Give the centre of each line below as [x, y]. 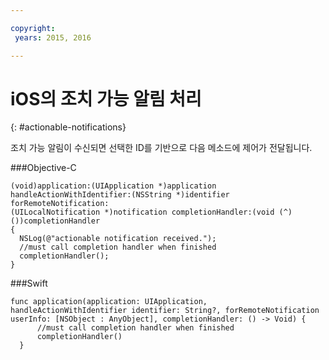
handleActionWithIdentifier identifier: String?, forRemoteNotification [165, 311]
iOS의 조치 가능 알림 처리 [106, 98]
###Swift [29, 283]
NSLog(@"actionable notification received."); [118, 239]
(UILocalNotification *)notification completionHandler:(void [142, 212]
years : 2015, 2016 [53, 37]
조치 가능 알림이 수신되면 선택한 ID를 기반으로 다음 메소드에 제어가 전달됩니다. [161, 148]
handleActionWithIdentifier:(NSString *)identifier [120, 195]
